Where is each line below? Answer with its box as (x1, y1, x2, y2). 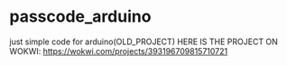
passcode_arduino (9, 6, 152, 27)
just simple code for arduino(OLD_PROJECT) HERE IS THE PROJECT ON (9, 36, 278, 47)
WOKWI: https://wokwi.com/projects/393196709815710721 (9, 45, 228, 56)
